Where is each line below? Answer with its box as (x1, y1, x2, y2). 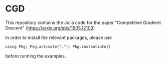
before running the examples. (5, 53, 66, 59)
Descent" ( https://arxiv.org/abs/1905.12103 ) (5, 24, 95, 30)
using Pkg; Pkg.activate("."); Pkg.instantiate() (5, 44, 111, 49)
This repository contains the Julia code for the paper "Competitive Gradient (5, 19, 161, 25)
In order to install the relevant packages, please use (5, 34, 112, 40)
